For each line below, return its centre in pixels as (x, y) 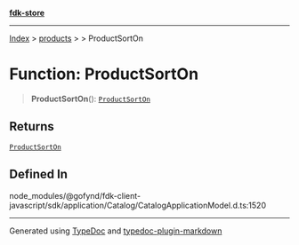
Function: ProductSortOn (104, 74)
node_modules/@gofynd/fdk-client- (75, 195)
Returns (32, 126)
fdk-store (27, 13)
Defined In (39, 174)
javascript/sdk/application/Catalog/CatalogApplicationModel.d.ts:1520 (138, 205)
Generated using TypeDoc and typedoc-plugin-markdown (116, 231)
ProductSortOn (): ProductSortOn (91, 99)
